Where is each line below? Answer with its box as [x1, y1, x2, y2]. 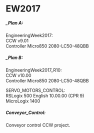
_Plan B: [5, 54, 23, 60]
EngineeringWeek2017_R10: [5, 67, 62, 73]
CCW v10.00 [5, 72, 31, 78]
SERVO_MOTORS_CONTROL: [5, 87, 65, 93]
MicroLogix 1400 [5, 98, 40, 104]
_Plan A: [5, 19, 23, 25]
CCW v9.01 [5, 38, 29, 44]
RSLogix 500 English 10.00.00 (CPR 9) [5, 93, 84, 99]
